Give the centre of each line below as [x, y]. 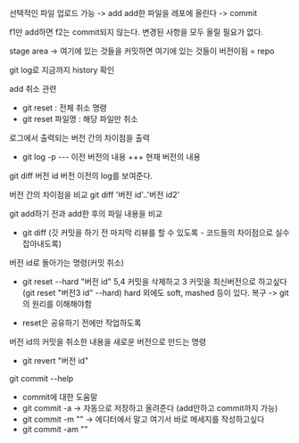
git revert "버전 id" [55, 361]
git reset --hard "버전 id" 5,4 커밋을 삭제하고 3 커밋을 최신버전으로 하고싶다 [154, 282]
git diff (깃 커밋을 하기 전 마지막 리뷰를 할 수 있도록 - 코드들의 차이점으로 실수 [156, 233]
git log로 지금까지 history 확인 [62, 70]
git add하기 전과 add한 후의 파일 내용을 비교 [86, 213]
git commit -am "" [55, 429]
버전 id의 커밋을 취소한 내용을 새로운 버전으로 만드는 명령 [108, 342]
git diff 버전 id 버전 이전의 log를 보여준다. [81, 176]
